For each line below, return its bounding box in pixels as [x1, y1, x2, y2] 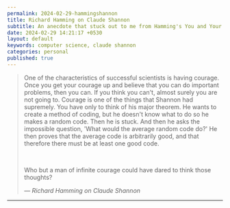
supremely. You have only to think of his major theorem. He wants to [23, 102, 217, 111]
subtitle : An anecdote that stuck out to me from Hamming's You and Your [7, 23, 222, 30]
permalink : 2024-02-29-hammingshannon [7, 10, 118, 17]
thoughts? [23, 173, 53, 181]
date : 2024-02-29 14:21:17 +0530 [7, 29, 103, 36]
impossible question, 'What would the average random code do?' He [23, 124, 218, 132]
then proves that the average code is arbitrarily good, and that [23, 132, 199, 140]
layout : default [7, 36, 53, 43]
